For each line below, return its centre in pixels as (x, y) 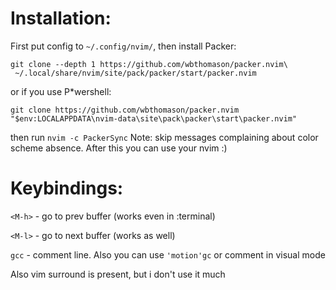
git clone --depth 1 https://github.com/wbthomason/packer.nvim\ (149, 64)
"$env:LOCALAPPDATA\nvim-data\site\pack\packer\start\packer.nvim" (154, 118)
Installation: (61, 18)
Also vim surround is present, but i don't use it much (118, 274)
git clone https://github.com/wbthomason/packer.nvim (125, 110)
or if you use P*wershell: (61, 91)
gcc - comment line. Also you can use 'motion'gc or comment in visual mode (168, 254)
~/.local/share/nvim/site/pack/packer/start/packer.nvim (135, 73)
